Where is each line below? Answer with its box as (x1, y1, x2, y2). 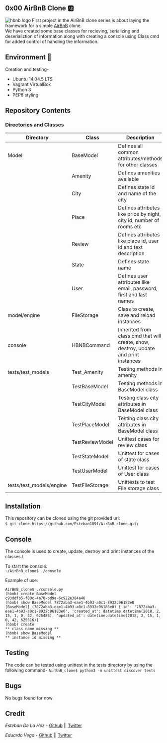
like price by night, (118, 211, 161, 218)
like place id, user (118, 237, 159, 244)
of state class (118, 456, 150, 463)
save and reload (118, 312, 156, 319)
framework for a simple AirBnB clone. (5, 22, 82, 28)
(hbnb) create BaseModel (5, 591, 57, 596)
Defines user (118, 272, 148, 279)
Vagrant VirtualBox (12, 81, 51, 87)
